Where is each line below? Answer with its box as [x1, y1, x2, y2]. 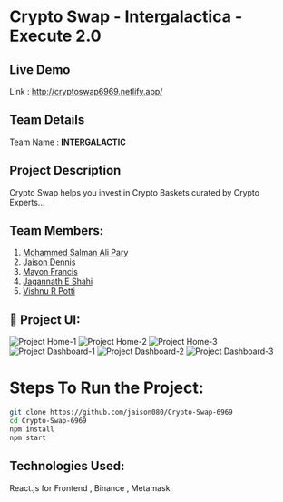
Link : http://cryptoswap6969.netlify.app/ [9, 86, 163, 96]
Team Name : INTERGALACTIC [9, 136, 126, 147]
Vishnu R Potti [22, 286, 75, 296]
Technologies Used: [9, 458, 125, 474]
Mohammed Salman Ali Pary [22, 247, 129, 258]
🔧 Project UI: [9, 312, 81, 327]
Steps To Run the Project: [9, 377, 204, 398]
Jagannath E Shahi [22, 276, 93, 287]
